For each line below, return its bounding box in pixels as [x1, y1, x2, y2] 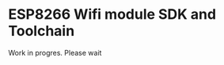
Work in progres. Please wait [8, 48, 102, 57]
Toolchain [8, 22, 75, 40]
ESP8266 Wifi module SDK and [8, 5, 216, 23]
